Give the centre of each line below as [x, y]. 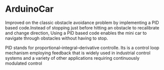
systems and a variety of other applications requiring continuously [72, 58]
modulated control [24, 63]
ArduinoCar [30, 9]
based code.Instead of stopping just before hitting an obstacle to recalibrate [82, 27]
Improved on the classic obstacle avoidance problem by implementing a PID [82, 23]
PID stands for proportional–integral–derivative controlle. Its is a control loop [82, 47]
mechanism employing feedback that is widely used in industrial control [78, 53]
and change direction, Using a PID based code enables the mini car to [76, 33]
